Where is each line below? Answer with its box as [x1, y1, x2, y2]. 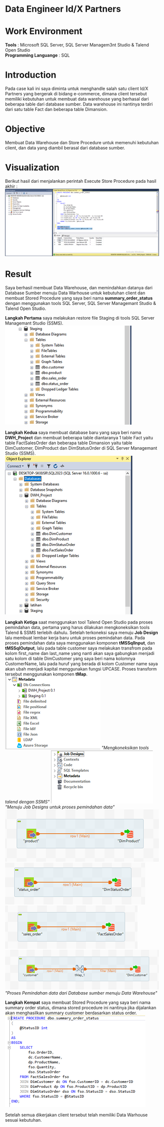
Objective [5, 124, 45, 135]
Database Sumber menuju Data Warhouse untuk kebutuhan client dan [5, 290, 145, 296]
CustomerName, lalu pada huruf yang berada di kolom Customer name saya [5, 661, 158, 667]
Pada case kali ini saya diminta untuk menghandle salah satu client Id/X [5, 86, 149, 91]
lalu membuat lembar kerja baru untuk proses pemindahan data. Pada [5, 634, 145, 641]
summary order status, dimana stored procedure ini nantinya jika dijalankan [5, 1004, 156, 1010]
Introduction [5, 69, 57, 81]
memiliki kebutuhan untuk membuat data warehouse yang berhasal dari [5, 96, 149, 102]
